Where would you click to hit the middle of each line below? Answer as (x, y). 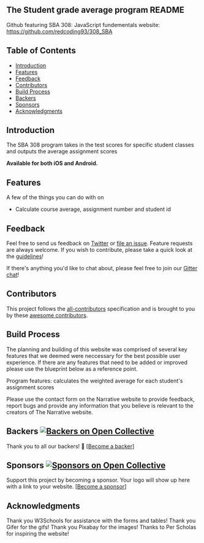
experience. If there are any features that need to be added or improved (97, 362)
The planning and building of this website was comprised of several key (97, 349)
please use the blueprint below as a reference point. (72, 369)
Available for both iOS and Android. (52, 163)
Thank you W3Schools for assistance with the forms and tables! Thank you (101, 521)
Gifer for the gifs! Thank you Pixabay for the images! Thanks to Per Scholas (101, 527)
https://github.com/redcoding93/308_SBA (59, 31)
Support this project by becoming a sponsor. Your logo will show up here (98, 480)
